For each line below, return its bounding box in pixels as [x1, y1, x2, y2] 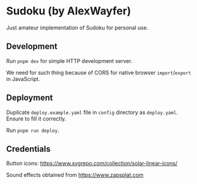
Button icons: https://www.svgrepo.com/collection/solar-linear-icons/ [6, 160, 178, 167]
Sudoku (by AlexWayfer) [6, 4, 132, 18]
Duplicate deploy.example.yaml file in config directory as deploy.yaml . [6, 108, 178, 116]
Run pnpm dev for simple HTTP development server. [6, 57, 133, 64]
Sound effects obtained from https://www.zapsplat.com [6, 171, 144, 179]
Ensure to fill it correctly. [6, 115, 66, 122]
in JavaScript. [6, 75, 40, 82]
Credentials [6, 144, 51, 154]
